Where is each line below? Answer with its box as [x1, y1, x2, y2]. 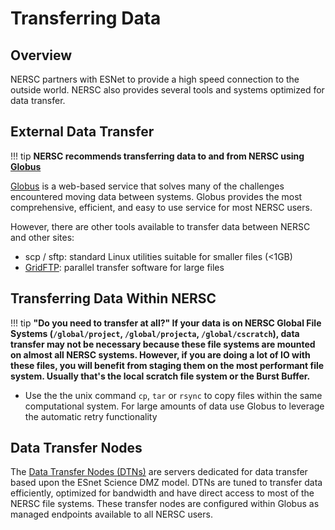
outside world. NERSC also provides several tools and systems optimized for [10, 84, 325, 96]
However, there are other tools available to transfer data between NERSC [10, 220, 311, 232]
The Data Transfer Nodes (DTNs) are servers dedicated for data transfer [10, 466, 308, 478]
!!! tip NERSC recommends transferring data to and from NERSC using [10, 150, 305, 162]
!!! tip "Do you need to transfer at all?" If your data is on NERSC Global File [10, 317, 322, 329]
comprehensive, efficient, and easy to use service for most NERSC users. [10, 201, 313, 213]
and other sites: [10, 231, 75, 243]
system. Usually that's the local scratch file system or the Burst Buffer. [10, 370, 311, 382]
